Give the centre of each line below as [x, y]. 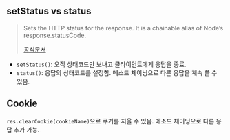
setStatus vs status [49, 11]
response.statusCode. [55, 35]
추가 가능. [27, 130]
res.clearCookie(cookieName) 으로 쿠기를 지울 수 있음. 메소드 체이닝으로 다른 [111, 121]
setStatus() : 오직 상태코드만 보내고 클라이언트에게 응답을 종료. [101, 64]
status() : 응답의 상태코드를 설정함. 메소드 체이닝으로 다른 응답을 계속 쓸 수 [117, 72]
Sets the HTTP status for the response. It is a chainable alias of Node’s [123, 28]
